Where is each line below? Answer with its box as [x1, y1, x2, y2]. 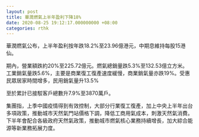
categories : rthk [6, 25, 49, 31]
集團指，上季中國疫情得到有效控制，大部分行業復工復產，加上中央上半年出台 [6, 102, 193, 110]
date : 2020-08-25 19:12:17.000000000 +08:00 [6, 20, 118, 26]
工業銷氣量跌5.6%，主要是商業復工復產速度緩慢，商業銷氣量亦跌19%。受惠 [6, 69, 191, 77]
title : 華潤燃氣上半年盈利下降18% [6, 14, 82, 20]
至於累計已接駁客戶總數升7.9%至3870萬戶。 [6, 90, 114, 97]
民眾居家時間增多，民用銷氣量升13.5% [6, 77, 99, 84]
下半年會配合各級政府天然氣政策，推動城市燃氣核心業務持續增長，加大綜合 [6, 117, 188, 125]
